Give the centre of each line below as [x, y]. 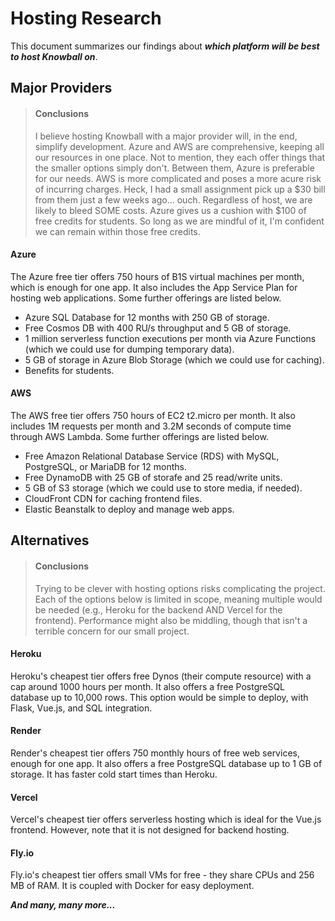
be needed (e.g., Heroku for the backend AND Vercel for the [158, 609]
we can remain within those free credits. [117, 231]
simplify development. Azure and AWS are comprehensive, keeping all [179, 146]
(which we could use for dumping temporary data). [129, 349]
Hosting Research [86, 18]
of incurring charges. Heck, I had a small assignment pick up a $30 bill [180, 189]
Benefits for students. [69, 370]
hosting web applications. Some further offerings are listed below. [146, 298]
